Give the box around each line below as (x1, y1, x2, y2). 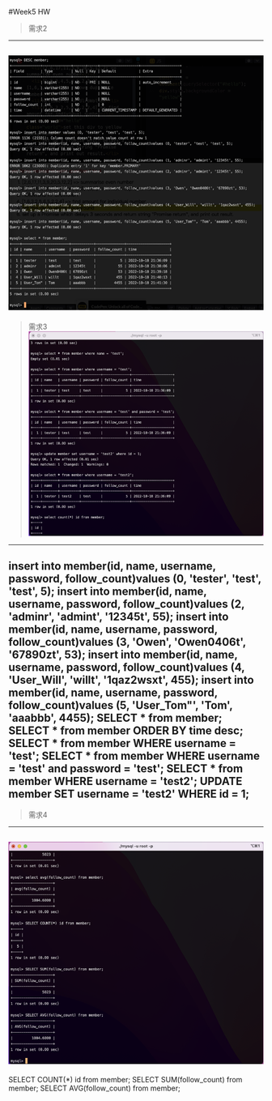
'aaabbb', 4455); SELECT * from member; (8, 711, 223, 725)
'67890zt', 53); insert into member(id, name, (8, 648, 238, 662)
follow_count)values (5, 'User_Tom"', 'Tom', (8, 698, 233, 712)
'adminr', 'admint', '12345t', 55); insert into (8, 610, 229, 624)
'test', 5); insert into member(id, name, (8, 585, 207, 599)
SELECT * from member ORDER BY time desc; (8, 724, 244, 738)
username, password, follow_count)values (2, (8, 597, 245, 611)
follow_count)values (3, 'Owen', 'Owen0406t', (8, 635, 247, 649)
